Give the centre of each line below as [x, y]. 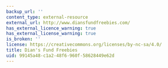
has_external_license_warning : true [51, 34]
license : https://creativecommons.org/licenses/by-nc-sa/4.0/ [84, 45]
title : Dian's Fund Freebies [42, 50]
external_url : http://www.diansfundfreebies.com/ [68, 22]
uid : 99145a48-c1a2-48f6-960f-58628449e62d [60, 56]
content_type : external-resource [47, 17]
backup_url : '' [25, 12]
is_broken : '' [24, 39]
